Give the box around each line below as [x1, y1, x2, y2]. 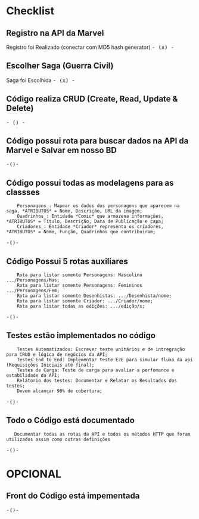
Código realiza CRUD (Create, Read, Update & [6, 94, 178, 104]
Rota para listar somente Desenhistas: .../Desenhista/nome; [17, 293, 172, 299]
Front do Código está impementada [6, 491, 140, 501]
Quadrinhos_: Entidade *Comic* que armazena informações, [17, 213, 164, 220]
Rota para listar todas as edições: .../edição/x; [17, 304, 145, 309]
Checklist [6, 4, 55, 18]
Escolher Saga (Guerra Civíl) [6, 61, 114, 71]
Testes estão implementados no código [6, 330, 156, 340]
